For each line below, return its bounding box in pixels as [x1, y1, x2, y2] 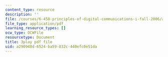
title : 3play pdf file [5, 40, 52, 45]
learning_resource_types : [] [5, 26, 66, 31]
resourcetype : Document [5, 35, 55, 40]
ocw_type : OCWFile [5, 30, 43, 35]
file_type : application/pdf [5, 21, 64, 26]
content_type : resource [5, 7, 55, 12]
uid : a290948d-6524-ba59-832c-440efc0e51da [5, 44, 97, 49]
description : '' [5, 12, 39, 17]
